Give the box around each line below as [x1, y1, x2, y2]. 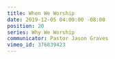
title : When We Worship [7, 9, 75, 17]
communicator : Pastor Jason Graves [7, 35, 109, 42]
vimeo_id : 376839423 [7, 41, 66, 48]
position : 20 [7, 22, 44, 29]
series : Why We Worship [7, 28, 75, 36]
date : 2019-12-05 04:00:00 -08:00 [7, 16, 106, 23]
